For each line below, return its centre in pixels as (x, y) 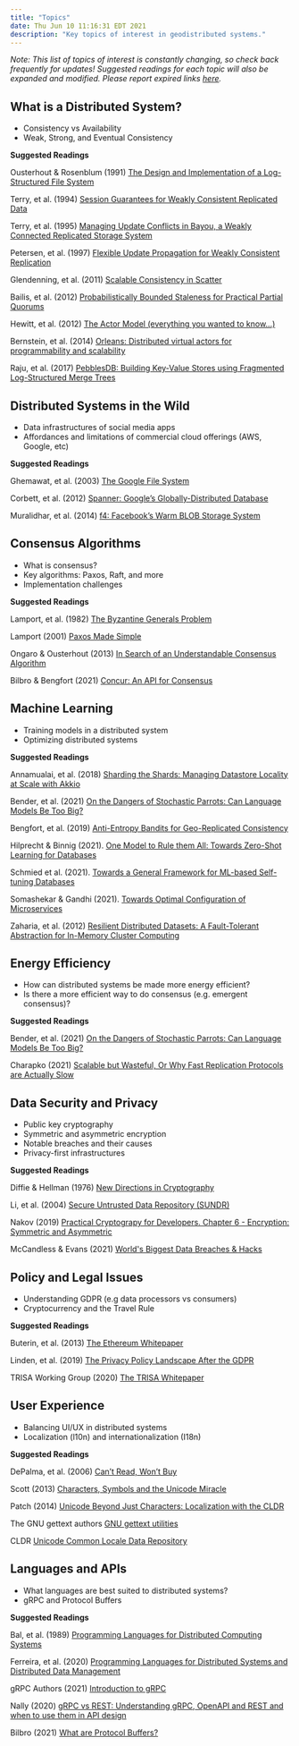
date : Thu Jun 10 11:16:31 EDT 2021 (78, 26)
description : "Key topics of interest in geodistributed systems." (138, 34)
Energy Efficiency (60, 964)
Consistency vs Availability (72, 128)
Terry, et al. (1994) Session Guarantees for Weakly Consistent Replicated (144, 199)
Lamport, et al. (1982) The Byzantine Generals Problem (111, 619)
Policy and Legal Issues (77, 1277)
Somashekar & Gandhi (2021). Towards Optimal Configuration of (128, 899)
